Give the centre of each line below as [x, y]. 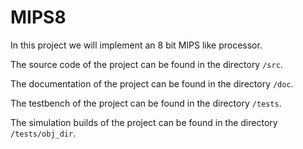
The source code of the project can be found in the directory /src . [146, 64]
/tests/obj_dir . [43, 133]
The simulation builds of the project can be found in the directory [144, 122]
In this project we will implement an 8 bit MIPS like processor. [136, 45]
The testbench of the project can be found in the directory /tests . [146, 103]
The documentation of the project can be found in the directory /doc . [152, 83]
